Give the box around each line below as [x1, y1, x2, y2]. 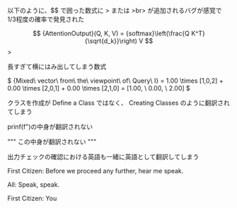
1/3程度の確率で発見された [7, 15, 85, 23]
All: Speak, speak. [7, 180, 60, 189]
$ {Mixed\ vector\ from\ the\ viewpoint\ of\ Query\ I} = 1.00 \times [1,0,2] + [7, 76, 224, 85]
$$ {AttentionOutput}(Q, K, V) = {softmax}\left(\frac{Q [33, 29, 190, 37]
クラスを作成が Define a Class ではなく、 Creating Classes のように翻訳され [7, 98, 230, 107]
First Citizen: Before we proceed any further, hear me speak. [7, 167, 184, 175]
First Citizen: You [7, 194, 57, 202]
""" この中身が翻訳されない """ [7, 137, 97, 146]
